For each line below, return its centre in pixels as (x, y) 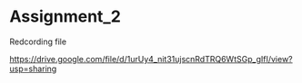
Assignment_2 (65, 17)
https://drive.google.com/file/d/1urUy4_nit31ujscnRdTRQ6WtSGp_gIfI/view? (151, 59)
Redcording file (38, 41)
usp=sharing (33, 69)
